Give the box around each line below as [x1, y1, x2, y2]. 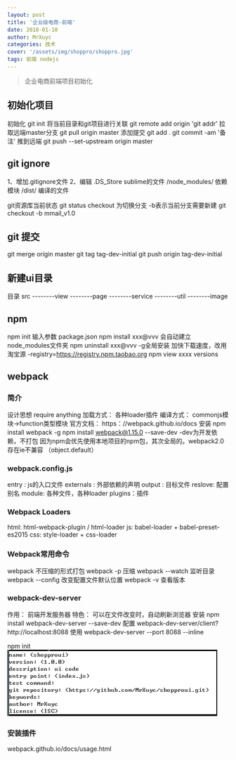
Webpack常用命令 [7, 549, 70, 559]
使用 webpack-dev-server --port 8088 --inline [70, 627, 204, 636]
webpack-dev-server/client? [136, 619, 219, 627]
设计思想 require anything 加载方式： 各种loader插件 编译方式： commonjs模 [7, 410, 229, 419]
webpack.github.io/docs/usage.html [7, 745, 112, 753]
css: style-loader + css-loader [29, 530, 117, 539]
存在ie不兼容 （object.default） [7, 445, 98, 454]
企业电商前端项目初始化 [24, 77, 93, 85]
